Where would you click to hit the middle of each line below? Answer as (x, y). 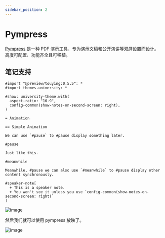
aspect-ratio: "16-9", (33, 101)
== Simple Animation (26, 127)
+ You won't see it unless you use (46, 192)
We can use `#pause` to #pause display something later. (65, 136)
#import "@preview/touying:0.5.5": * (44, 84)
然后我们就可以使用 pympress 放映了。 (44, 220)
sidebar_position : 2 (26, 10)
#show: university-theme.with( (37, 97)
